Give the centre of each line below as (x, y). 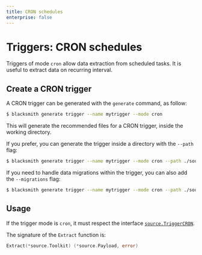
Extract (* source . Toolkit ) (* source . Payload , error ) (72, 246)
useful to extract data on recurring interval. (60, 70)
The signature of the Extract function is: (56, 235)
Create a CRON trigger (49, 88)
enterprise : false (29, 17)
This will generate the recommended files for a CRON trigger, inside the (95, 126)
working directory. (29, 132)
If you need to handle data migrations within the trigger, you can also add (97, 172)
